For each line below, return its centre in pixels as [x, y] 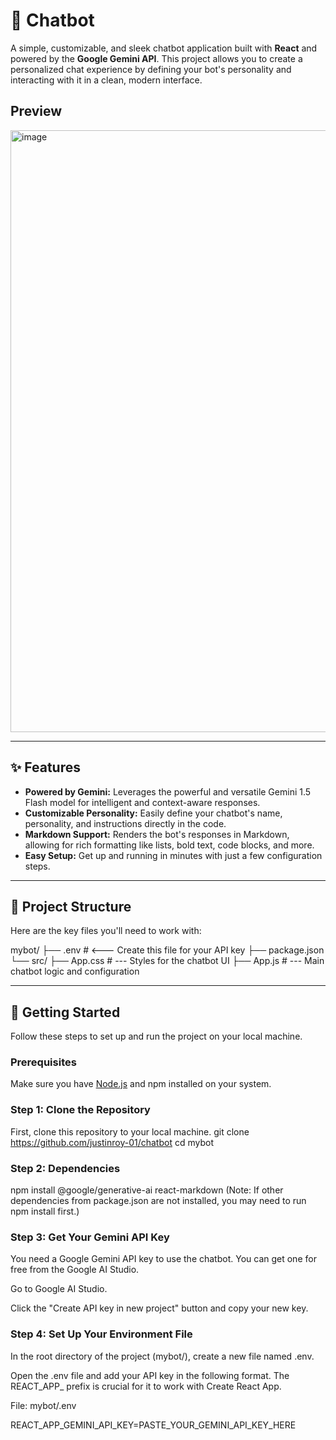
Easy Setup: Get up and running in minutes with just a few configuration [173, 855]
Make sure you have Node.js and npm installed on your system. [141, 1084]
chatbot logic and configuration [75, 971]
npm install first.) [45, 1211]
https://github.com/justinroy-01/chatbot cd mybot [112, 1142]
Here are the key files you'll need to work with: [106, 931]
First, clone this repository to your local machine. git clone [130, 1131]
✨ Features [45, 767]
